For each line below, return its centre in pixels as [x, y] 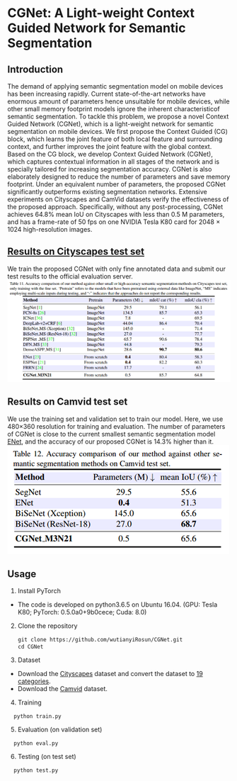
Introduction [35, 69]
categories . [34, 681]
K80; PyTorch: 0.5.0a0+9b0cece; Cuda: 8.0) [82, 612]
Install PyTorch [39, 591]
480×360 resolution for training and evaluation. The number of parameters [116, 426]
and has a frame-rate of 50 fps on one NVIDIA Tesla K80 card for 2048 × [114, 222]
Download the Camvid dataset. [63, 689]
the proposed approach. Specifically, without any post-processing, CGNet [115, 207]
